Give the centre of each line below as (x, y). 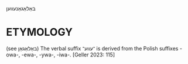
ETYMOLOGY (40, 32)
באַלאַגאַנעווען (21, 9)
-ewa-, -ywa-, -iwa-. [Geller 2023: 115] (68, 55)
